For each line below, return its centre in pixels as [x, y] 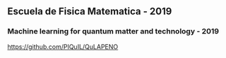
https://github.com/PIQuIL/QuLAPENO [63, 46]
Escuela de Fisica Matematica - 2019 [90, 12]
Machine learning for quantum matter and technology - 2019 [113, 31]
